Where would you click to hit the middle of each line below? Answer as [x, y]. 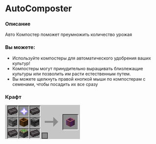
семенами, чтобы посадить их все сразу [55, 84]
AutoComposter [39, 9]
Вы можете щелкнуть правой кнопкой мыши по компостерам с [79, 79]
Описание [18, 24]
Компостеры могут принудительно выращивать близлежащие [78, 68]
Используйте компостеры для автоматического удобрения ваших [81, 58]
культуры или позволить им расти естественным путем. [71, 74]
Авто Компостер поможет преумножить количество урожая [69, 34]
